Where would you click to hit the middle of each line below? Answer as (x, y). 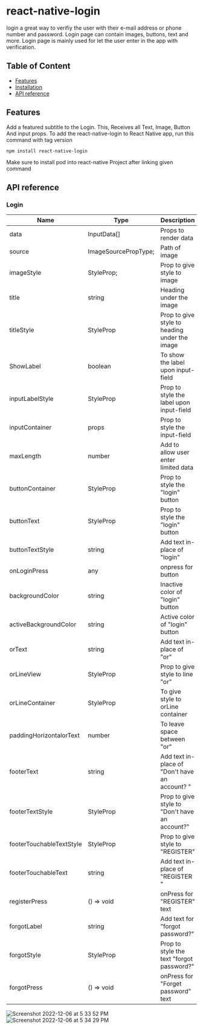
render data (176, 238)
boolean (99, 367)
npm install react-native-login (47, 151)
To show (172, 355)
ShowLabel (25, 367)
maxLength (25, 456)
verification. (21, 47)
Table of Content (38, 66)
